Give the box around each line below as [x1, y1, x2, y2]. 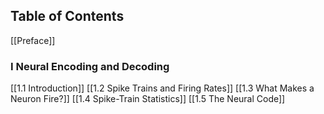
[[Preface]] [10, 34, 56, 46]
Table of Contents [10, 8, 125, 25]
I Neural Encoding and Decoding [10, 59, 170, 73]
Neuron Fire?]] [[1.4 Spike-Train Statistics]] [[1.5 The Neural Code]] [10, 93, 286, 105]
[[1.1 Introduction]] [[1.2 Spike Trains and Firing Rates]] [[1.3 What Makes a [10, 82, 315, 94]
